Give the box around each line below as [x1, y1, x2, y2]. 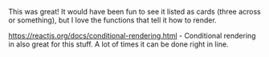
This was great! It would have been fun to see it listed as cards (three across [8, 7, 261, 16]
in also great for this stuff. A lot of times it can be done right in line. [8, 39, 229, 49]
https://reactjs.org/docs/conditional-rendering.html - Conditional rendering [8, 31, 256, 40]
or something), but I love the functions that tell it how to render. [8, 15, 217, 25]
